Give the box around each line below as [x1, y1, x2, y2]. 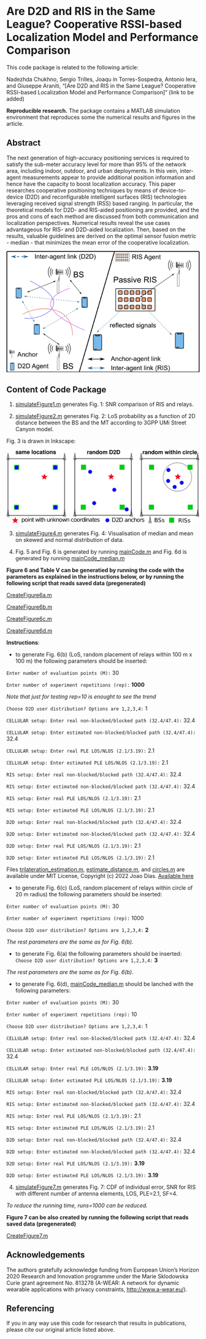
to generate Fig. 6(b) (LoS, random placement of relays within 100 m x [15, 650, 193, 658]
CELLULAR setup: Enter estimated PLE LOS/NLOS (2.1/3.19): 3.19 [6, 1076, 173, 1083]
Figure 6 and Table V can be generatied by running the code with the [6, 566, 185, 574]
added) [6, 95, 25, 102]
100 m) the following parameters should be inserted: [15, 657, 148, 665]
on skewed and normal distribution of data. [15, 536, 124, 543]
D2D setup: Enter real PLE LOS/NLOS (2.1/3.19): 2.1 [6, 842, 141, 849]
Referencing [6, 1303, 55, 1314]
